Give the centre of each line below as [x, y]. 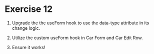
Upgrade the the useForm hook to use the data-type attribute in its [80, 23]
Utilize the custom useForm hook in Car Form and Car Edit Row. [77, 38]
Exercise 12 [29, 9]
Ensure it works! [28, 47]
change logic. [26, 28]
